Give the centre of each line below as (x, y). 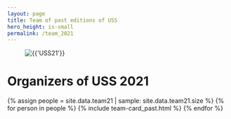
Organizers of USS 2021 (78, 82)
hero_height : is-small (40, 27)
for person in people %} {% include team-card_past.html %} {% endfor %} (115, 108)
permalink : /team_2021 (40, 33)
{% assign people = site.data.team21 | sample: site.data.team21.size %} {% (116, 101)
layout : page (26, 14)
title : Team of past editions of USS (62, 20)
